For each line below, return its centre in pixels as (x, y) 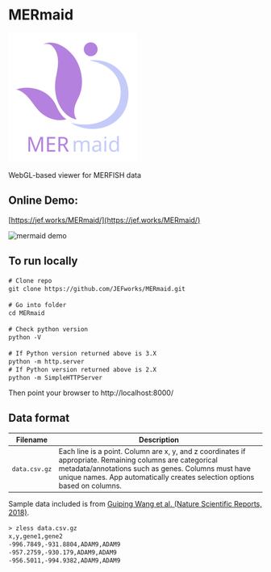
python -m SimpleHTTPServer (56, 377)
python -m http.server (46, 361)
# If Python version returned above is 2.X (83, 369)
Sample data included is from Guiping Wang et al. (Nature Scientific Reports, (135, 503)
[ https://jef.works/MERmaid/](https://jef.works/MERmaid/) (104, 220)
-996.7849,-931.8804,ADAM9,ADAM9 (65, 544)
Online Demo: (43, 201)
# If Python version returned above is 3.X (83, 353)
